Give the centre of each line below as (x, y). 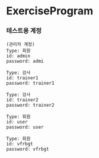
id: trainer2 (22, 100)
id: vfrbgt (20, 144)
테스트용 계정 (24, 31)
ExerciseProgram (50, 11)
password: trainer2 (30, 106)
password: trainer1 (30, 83)
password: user (25, 127)
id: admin (18, 56)
